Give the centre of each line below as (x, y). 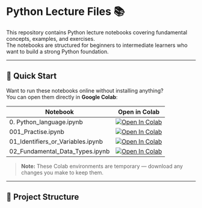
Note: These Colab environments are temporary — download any (102, 166)
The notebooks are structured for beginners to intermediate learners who (97, 45)
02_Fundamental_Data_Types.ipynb (60, 151)
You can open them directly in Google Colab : (62, 97)
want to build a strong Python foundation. (58, 51)
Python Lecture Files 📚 (66, 12)
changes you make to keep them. (62, 173)
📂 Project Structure (43, 197)
